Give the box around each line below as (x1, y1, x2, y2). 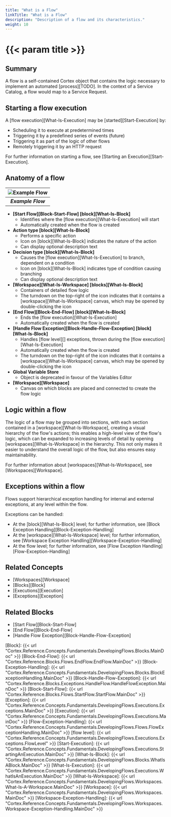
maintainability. (5, 452, 37, 458)
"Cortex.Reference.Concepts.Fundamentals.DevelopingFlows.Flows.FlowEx (5, 724, 164, 730)
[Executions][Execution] (12, 588, 64, 594)
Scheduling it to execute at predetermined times (12, 127, 114, 133)
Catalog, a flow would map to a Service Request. (5, 89, 108, 95)
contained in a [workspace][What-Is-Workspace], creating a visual (5, 424, 145, 431)
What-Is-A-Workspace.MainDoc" (5, 784, 75, 790)
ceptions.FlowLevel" (5, 741, 48, 747)
